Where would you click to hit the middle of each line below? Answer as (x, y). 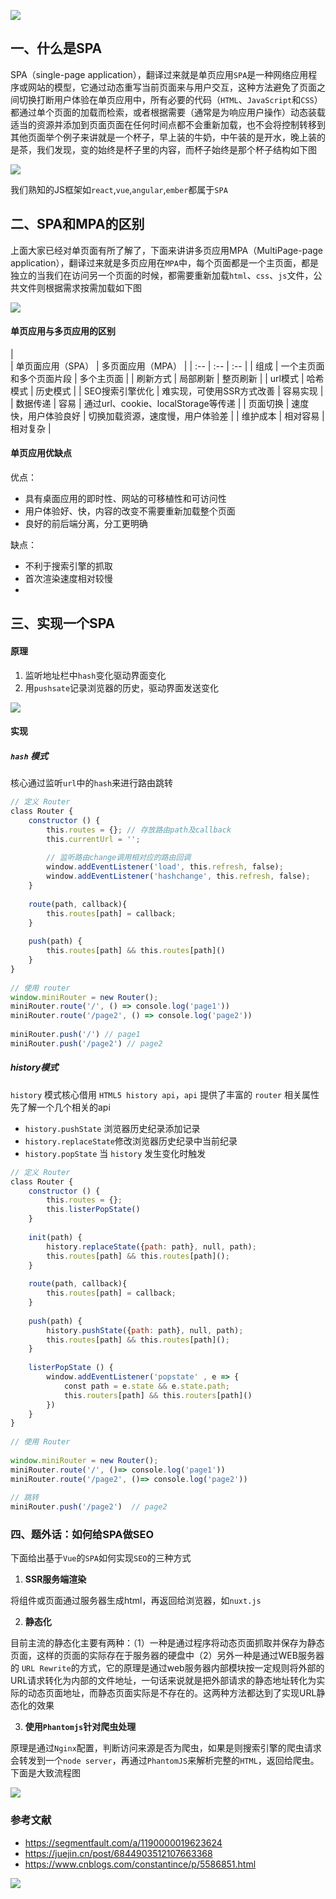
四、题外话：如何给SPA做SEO (82, 1535)
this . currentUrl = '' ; (93, 839)
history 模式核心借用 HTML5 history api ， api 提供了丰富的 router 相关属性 (165, 1094)
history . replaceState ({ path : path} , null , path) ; (151, 1246)
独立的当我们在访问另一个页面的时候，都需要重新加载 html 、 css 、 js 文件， (162, 275)
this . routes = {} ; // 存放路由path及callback (139, 830)
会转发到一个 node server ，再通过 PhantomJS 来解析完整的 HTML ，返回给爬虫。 (165, 1761)
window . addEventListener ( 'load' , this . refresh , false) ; (165, 867)
